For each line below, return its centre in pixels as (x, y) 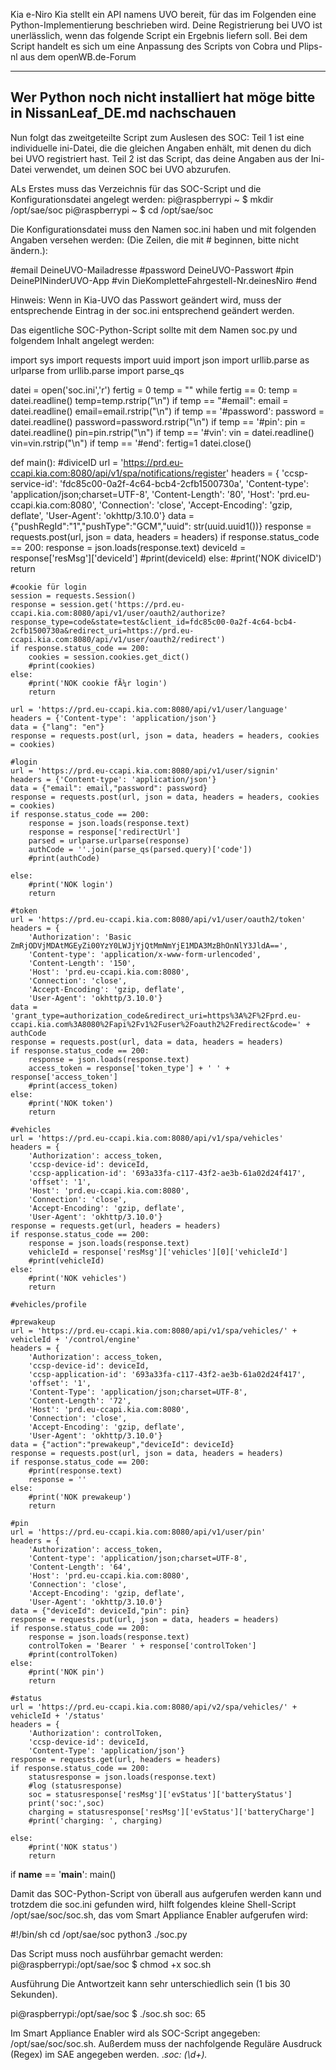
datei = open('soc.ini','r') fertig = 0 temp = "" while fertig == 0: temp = (154, 390)
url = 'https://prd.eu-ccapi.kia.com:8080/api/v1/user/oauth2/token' (158, 919)
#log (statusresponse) (75, 1785)
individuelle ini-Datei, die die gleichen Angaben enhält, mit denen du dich (161, 148)
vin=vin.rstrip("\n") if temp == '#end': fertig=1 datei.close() (131, 443)
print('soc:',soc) (66, 1803)
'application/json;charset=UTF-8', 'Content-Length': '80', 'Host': (142, 494)
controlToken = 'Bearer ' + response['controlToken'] (142, 1645)
